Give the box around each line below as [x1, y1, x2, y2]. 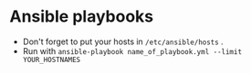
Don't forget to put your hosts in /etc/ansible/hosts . [22, 36, 224, 47]
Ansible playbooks [9, 6, 154, 27]
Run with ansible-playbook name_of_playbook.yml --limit [22, 45, 243, 56]
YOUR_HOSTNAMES [22, 55, 81, 64]
